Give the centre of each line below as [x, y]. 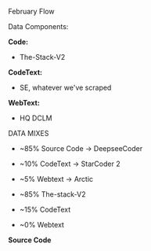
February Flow [31, 11]
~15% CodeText [45, 209]
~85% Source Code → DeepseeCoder [81, 148]
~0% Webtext [42, 225]
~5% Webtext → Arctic [56, 179]
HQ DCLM [36, 118]
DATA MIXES [29, 133]
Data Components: [38, 26]
